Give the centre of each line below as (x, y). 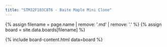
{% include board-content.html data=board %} (54, 39)
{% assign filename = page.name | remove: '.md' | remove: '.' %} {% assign (83, 24)
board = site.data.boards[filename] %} (45, 30)
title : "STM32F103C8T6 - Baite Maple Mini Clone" (59, 10)
